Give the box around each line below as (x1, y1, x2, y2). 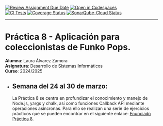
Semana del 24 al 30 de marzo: (12, 82, 108, 90)
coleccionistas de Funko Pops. (5, 42, 131, 53)
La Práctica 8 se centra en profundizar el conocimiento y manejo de (12, 95, 148, 101)
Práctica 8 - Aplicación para (5, 32, 120, 42)
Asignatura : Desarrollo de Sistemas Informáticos (5, 63, 103, 69)
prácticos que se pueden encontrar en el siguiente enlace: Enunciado (12, 110, 151, 116)
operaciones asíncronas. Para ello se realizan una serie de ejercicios (12, 105, 149, 111)
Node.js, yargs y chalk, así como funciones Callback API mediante (12, 100, 145, 106)
